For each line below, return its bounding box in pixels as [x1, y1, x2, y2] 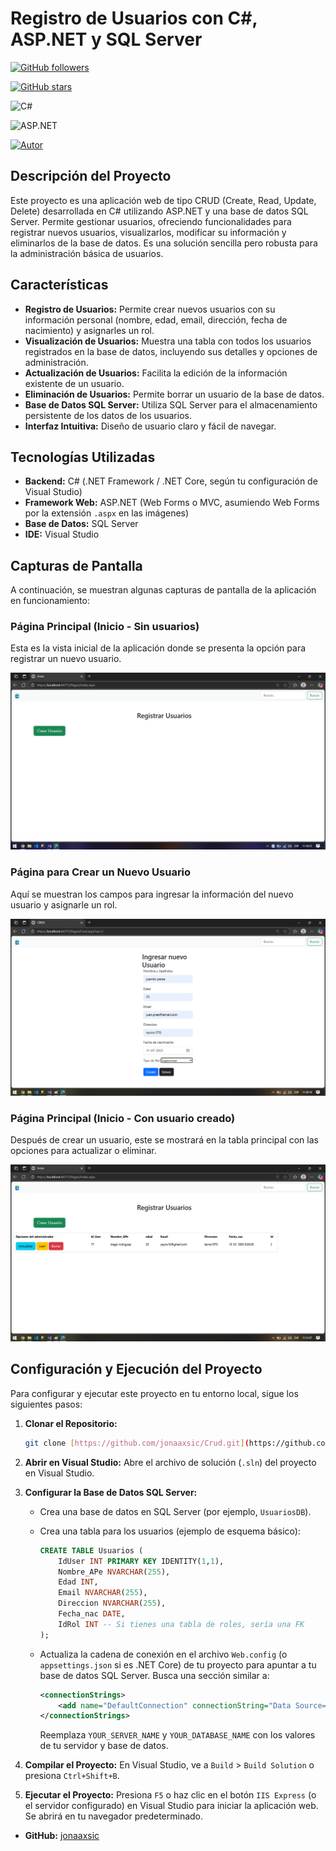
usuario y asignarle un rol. [10, 898, 118, 911]
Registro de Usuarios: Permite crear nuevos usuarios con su [24, 303, 276, 315]
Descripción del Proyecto [10, 168, 172, 185]
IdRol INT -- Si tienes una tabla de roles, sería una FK [58, 1619, 305, 1629]
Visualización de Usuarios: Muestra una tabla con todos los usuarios [24, 335, 312, 347]
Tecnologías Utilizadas [10, 448, 156, 466]
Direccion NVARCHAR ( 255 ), [58, 1598, 167, 1609]
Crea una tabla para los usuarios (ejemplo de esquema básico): [39, 1525, 301, 1537]
